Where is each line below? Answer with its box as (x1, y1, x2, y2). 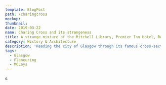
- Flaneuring (9, 57, 37, 62)
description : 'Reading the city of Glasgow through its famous (5, 44, 138, 49)
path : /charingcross (5, 12, 48, 17)
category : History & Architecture (5, 39, 77, 44)
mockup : (5, 16, 21, 21)
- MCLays (9, 62, 28, 67)
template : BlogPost (5, 7, 45, 12)
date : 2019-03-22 (5, 26, 41, 30)
